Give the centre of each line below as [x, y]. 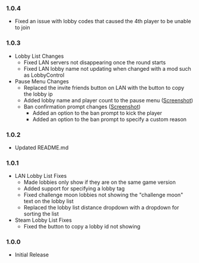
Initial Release [32, 255]
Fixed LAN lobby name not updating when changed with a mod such [107, 68]
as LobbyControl [44, 75]
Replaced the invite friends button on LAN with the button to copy [104, 87]
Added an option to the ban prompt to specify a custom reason [110, 119]
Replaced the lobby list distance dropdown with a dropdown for [101, 208]
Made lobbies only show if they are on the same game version [100, 182]
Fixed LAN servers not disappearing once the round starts [95, 62]
